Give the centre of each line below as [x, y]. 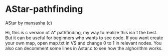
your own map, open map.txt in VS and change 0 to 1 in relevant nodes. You [83, 43]
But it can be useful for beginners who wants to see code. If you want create [84, 38]
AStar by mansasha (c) [29, 23]
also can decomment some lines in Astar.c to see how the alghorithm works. [84, 48]
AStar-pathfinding [44, 9]
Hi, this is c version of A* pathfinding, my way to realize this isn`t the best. [81, 32]
